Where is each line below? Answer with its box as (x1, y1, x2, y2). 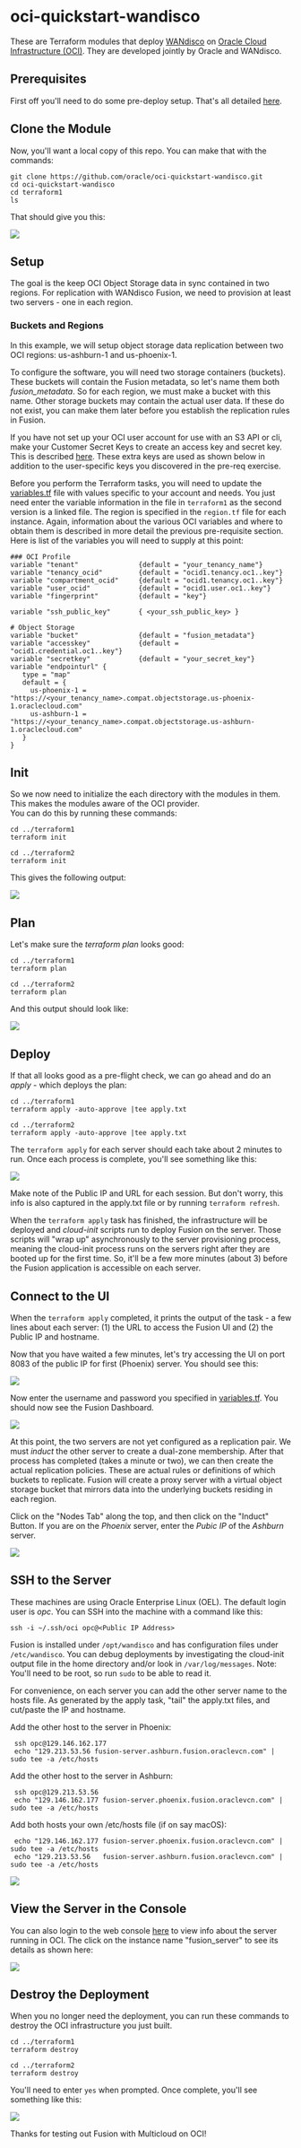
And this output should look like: (10, 1003, 129, 1015)
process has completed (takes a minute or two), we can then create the (10, 1455, 274, 1466)
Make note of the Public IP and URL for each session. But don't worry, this (10, 1188, 284, 1199)
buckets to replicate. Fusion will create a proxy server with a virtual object (10, 1474, 283, 1485)
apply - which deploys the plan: (10, 1079, 127, 1091)
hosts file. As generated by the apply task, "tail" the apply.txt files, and (10, 1694, 271, 1706)
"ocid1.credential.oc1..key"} (10, 646, 124, 656)
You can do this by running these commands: (10, 808, 177, 818)
